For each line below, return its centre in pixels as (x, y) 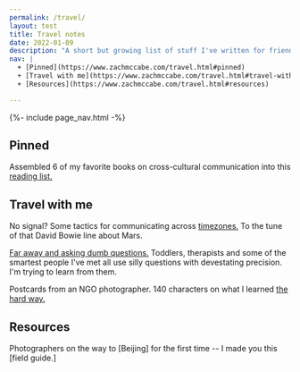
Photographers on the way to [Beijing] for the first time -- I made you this (144, 349)
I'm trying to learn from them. (63, 272)
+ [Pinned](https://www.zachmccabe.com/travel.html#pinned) (131, 68)
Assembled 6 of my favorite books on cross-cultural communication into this (150, 167)
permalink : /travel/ (48, 17)
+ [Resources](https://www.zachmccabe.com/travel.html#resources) (143, 84)
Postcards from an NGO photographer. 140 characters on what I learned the (149, 289)
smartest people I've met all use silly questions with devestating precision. (146, 262)
